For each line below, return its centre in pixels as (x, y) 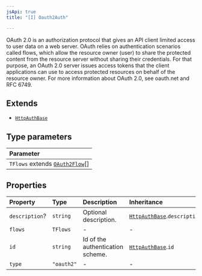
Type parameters (39, 137)
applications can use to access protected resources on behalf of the (91, 72)
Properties (26, 185)
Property (22, 202)
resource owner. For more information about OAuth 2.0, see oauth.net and (98, 78)
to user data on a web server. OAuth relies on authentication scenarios (93, 46)
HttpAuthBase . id (151, 247)
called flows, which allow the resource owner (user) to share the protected (99, 52)
